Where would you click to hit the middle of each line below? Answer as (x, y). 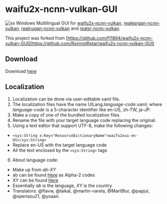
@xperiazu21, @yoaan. (36, 196)
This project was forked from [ (36, 38)
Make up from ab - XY (34, 169)
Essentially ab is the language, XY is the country (62, 185)
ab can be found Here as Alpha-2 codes (53, 175)
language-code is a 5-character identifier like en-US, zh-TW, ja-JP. (81, 109)
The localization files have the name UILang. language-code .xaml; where (87, 104)
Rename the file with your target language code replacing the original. (84, 120)
